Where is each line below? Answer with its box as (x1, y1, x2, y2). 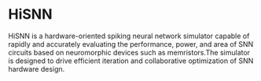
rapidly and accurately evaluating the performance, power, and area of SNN (8, 39, 254, 48)
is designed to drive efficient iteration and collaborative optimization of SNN (8, 56, 254, 65)
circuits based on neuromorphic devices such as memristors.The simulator (8, 48, 250, 57)
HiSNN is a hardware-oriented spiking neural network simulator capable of (8, 31, 250, 40)
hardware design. (8, 64, 65, 73)
